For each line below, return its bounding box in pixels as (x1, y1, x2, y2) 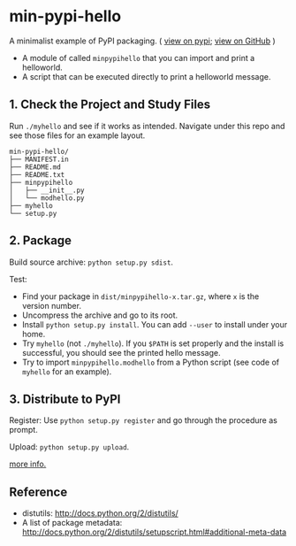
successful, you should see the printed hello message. (21, 347, 221, 358)
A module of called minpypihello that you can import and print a (21, 52, 255, 63)
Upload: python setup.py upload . (9, 442, 130, 452)
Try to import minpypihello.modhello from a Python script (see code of (21, 357, 280, 367)
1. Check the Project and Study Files (9, 97, 211, 112)
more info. (9, 458, 47, 470)
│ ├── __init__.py (9, 186, 86, 195)
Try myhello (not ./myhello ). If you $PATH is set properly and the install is (21, 338, 285, 349)
